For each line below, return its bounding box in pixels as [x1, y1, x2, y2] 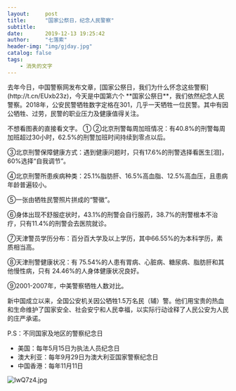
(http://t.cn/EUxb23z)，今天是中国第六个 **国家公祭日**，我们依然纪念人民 [7, 91, 225, 100]
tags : [7, 56, 23, 63]
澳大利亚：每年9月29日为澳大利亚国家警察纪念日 [17, 352, 159, 361]
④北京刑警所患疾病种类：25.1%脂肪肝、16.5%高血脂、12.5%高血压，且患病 [7, 172, 228, 180]
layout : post [7, 10, 58, 18]
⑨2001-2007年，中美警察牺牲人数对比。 [7, 281, 128, 290]
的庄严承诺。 [7, 314, 44, 322]
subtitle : [7, 23, 37, 30]
